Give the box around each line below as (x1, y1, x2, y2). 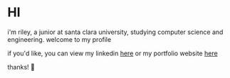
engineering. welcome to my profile (7, 35, 112, 43)
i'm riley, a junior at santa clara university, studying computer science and (7, 28, 224, 36)
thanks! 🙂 (7, 62, 36, 71)
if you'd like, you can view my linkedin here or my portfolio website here (7, 49, 219, 57)
